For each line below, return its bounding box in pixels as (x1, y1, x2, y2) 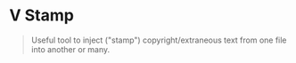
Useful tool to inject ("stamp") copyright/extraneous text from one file (30, 35, 287, 45)
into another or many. (30, 43, 111, 54)
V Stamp (9, 5, 74, 26)
